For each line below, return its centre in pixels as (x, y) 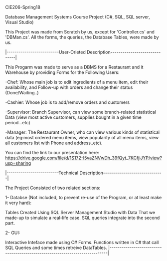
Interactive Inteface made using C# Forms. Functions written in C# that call (82, 242)
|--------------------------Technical (42, 173)
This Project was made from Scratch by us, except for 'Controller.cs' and (80, 32)
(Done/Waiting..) (22, 93)
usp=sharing (18, 163)
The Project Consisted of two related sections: (53, 188)
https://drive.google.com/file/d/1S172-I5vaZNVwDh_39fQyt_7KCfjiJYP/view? (83, 158)
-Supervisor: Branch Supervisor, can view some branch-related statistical (81, 112)
